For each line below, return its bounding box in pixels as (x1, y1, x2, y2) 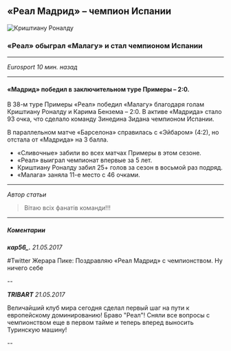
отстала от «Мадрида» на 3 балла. (7, 135, 109, 144)
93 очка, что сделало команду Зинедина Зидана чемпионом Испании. (7, 115, 214, 123)
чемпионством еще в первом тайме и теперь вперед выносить (7, 319, 194, 327)
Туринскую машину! (7, 326, 67, 334)
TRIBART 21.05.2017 (7, 291, 65, 299)
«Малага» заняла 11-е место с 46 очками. (16, 171, 141, 179)
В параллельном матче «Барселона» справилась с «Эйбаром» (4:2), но (7, 128, 219, 137)
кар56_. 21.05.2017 (7, 243, 63, 251)
